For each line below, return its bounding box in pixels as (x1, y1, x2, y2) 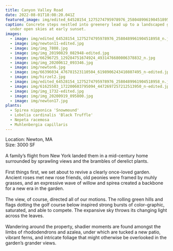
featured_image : (5, 17, 40, 22)
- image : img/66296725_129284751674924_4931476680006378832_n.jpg (10, 55, 155, 61)
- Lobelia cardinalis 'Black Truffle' (10, 112, 94, 118)
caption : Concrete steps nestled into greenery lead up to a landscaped (5, 22, 165, 27)
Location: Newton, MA (5, 136, 53, 142)
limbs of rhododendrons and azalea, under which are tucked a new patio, (5, 229, 161, 235)
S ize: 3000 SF (5, 142, 36, 148)
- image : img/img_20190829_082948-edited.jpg (10, 50, 110, 55)
